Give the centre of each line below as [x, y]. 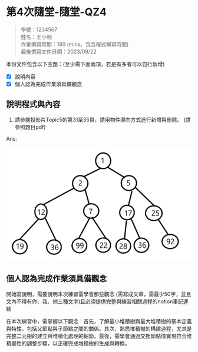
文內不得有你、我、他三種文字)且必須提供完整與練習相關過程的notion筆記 [95, 301]
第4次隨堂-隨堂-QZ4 [57, 12]
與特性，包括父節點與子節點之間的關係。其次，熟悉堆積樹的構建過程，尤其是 [99, 328]
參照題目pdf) [30, 127]
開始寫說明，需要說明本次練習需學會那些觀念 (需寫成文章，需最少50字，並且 [99, 294]
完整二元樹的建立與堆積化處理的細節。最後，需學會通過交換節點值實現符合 [96, 336]
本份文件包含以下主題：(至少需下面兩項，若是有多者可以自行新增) [85, 64]
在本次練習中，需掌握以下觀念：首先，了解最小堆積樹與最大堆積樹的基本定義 [99, 321]
